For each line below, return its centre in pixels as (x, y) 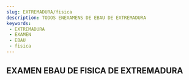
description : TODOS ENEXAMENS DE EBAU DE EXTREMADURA (76, 18)
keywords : (19, 23)
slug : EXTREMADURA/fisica (39, 12)
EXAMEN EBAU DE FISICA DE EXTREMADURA (95, 71)
